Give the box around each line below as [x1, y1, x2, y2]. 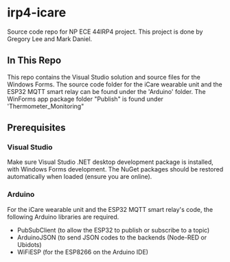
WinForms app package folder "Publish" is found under [7, 95, 163, 103]
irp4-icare [7, 5, 67, 21]
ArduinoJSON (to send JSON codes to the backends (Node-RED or [16, 233, 207, 241]
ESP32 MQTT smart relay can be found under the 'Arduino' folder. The [7, 87, 206, 95]
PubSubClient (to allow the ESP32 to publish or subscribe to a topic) [16, 226, 210, 234]
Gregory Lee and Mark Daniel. [7, 34, 93, 43]
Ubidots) [16, 240, 43, 248]
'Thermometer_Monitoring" [7, 102, 84, 110]
